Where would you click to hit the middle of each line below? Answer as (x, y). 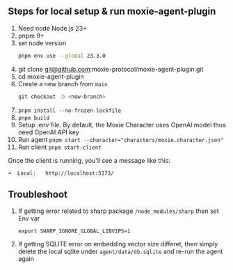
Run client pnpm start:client (59, 147)
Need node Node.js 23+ (53, 28)
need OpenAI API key (48, 132)
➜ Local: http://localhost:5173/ (61, 173)
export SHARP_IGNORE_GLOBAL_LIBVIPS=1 (74, 231)
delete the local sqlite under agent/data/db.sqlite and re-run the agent (120, 252)
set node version (42, 43)
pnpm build (34, 118)
